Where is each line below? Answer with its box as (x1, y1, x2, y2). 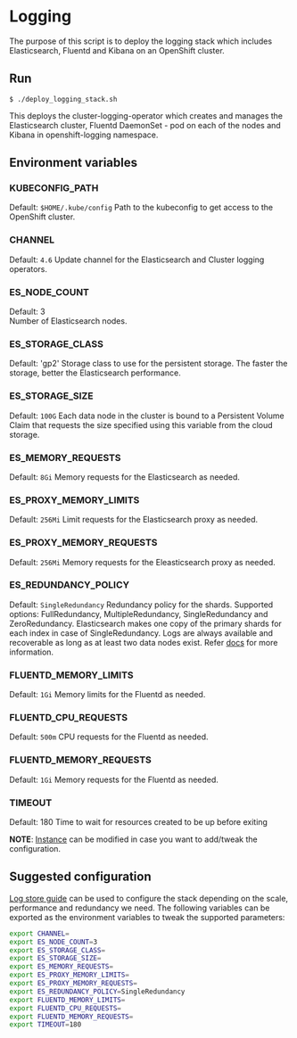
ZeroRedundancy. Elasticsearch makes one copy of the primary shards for (9, 618, 283, 629)
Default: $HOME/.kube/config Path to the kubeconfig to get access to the (9, 202, 274, 213)
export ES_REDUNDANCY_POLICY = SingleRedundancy (9, 987, 186, 996)
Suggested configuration (9, 869, 152, 885)
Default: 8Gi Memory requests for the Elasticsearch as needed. (9, 471, 241, 482)
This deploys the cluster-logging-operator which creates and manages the (9, 110, 284, 121)
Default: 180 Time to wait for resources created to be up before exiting (9, 817, 268, 827)
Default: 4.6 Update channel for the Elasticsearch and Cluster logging (9, 254, 265, 265)
